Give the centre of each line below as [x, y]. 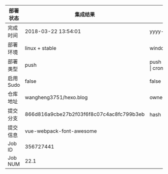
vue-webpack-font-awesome [61, 131]
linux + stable [40, 48]
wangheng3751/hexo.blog [56, 97]
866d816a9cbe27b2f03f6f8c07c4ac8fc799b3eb [85, 114]
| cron [156, 68]
